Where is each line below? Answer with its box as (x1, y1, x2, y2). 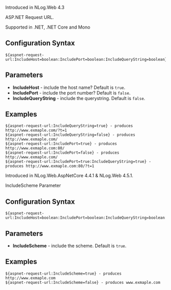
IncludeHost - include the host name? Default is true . (12, 84, 126, 90)
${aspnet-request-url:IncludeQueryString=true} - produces (5, 124, 133, 129)
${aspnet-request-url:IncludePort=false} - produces (5, 150, 120, 155)
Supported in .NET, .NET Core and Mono (5, 24, 91, 30)
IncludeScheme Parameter (5, 182, 61, 188)
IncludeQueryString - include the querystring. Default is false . (12, 95, 146, 101)
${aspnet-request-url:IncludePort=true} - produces (5, 141, 117, 147)
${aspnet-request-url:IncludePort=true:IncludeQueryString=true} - (5, 159, 152, 164)
